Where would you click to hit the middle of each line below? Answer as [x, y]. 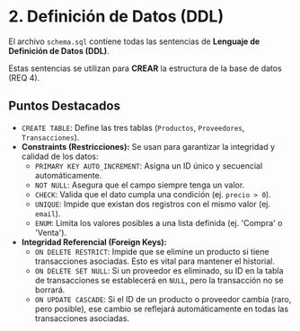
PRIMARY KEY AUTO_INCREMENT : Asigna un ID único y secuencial [149, 165]
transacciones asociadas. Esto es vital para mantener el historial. [154, 261]
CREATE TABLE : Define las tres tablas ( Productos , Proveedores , [133, 127]
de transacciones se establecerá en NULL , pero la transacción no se [159, 280]
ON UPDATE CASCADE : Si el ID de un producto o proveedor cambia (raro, [163, 299]
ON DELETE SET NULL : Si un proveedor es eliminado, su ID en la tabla [159, 270]
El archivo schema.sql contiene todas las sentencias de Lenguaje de [134, 41]
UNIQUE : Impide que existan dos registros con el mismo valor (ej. [153, 204]
